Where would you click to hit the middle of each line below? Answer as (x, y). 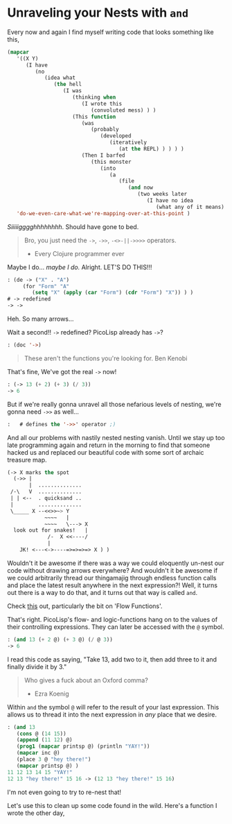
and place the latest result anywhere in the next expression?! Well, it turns (113, 585)
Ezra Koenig (52, 693)
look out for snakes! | (51, 530)
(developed (116, 136)
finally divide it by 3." (37, 666)
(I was (72, 91)
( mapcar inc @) (38, 753)
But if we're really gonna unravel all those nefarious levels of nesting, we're (114, 404)
